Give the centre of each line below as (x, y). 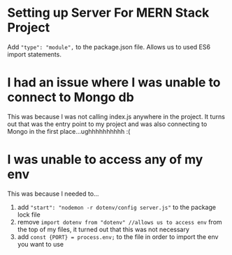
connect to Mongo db (71, 97)
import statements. (34, 54)
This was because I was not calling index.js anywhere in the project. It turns (116, 116)
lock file (29, 215)
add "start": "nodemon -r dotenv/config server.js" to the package (117, 207)
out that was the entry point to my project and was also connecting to (107, 124)
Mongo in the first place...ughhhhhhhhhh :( (69, 131)
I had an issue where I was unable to (114, 83)
